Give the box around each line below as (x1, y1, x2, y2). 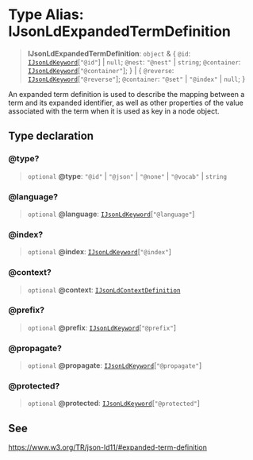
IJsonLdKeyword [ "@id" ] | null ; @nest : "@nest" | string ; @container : (27, 57, 241, 67)
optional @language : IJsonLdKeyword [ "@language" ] (27, 209, 195, 218)
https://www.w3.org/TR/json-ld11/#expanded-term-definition (8, 443, 208, 452)
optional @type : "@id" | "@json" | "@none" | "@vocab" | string (27, 171, 228, 180)
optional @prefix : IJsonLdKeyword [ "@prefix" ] (27, 323, 177, 332)
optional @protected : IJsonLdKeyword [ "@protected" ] (27, 399, 201, 408)
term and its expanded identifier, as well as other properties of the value (8, 98, 243, 107)
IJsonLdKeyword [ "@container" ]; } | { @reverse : (27, 65, 174, 75)
